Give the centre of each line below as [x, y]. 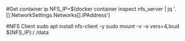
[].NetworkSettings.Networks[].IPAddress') [58, 15]
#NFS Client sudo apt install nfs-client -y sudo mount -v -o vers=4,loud [93, 26]
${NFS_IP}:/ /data [27, 32]
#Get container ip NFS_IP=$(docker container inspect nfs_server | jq [89, 9]
